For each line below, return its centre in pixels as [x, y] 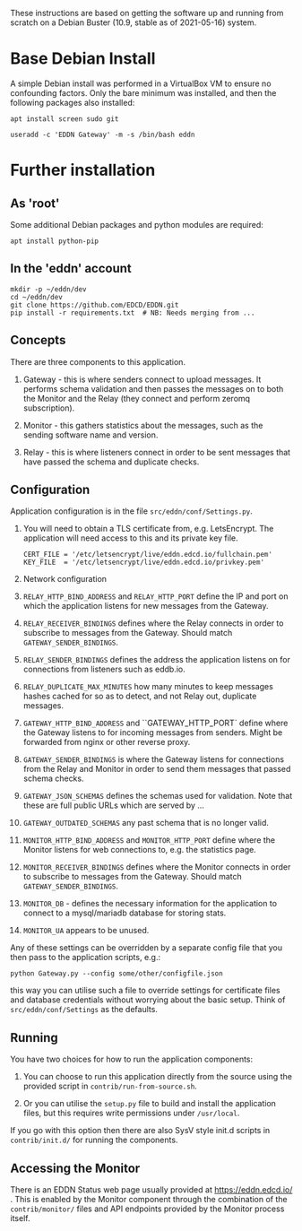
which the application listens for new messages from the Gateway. [146, 606]
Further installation [83, 170]
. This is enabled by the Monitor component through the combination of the [149, 1199]
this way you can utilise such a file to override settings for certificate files [145, 991]
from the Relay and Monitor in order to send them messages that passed [157, 769]
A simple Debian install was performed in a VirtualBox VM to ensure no [141, 83]
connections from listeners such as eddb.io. [104, 669]
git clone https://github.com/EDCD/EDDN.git [95, 305]
